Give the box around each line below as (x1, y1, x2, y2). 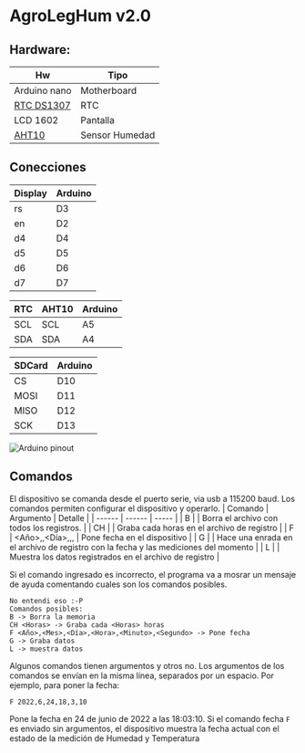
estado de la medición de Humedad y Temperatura (9, 732, 200, 744)
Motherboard (80, 84, 137, 97)
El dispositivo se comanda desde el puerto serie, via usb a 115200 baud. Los (9, 493, 296, 504)
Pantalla (80, 114, 116, 126)
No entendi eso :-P (9, 596, 84, 605)
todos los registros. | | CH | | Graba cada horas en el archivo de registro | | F (9, 522, 294, 533)
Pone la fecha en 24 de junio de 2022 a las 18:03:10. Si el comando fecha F (9, 713, 290, 724)
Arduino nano (14, 84, 72, 97)
